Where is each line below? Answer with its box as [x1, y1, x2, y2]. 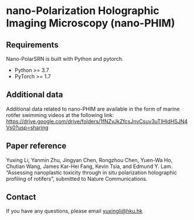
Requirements [6, 40, 59, 50]
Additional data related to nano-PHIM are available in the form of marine [6, 105, 180, 112]
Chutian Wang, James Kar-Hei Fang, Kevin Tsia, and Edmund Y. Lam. [6, 163, 173, 170]
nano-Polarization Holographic [6, 4, 159, 18]
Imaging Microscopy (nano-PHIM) [6, 16, 175, 30]
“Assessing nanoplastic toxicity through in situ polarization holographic [6, 169, 178, 176]
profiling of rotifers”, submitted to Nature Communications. [6, 175, 148, 182]
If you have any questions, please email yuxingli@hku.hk [6, 208, 143, 215]
